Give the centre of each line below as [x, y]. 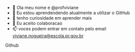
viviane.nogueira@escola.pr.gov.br [48, 36]
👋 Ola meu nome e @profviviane [45, 8]
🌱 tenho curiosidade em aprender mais [52, 18]
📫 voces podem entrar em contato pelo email [59, 29]
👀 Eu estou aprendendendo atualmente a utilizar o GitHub [71, 13]
